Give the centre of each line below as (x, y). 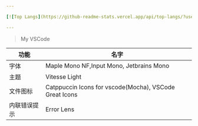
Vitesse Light (63, 76)
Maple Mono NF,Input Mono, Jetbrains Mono (107, 66)
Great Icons (61, 94)
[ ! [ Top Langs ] (24, 17)
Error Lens (60, 109)
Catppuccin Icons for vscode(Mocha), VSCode (110, 87)
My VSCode (35, 38)
